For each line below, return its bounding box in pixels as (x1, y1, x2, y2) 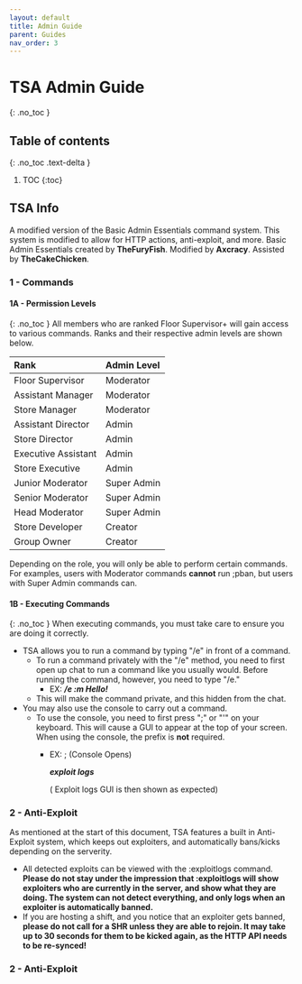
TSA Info (9, 200, 59, 216)
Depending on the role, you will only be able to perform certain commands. (9, 558, 288, 569)
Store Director (14, 432, 74, 445)
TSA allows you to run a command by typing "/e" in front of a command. (22, 646, 291, 657)
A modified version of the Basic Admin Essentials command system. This (9, 225, 280, 235)
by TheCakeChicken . (9, 253, 90, 264)
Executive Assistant (14, 447, 97, 460)
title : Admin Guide (9, 22, 83, 31)
